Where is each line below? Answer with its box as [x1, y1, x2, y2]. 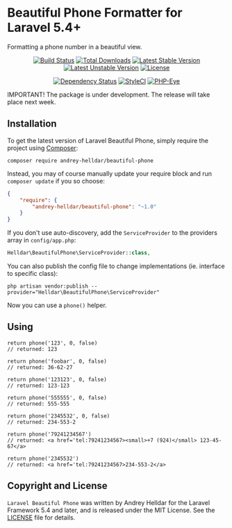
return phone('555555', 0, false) [7, 394, 108, 401]
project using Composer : [7, 144, 78, 152]
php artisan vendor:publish [7, 283, 89, 290]
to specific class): [7, 270, 58, 277]
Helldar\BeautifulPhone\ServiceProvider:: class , [7, 249, 151, 256]
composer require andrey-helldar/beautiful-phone [7, 157, 154, 164]
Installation [7, 118, 57, 130]
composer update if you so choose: [7, 176, 106, 185]
